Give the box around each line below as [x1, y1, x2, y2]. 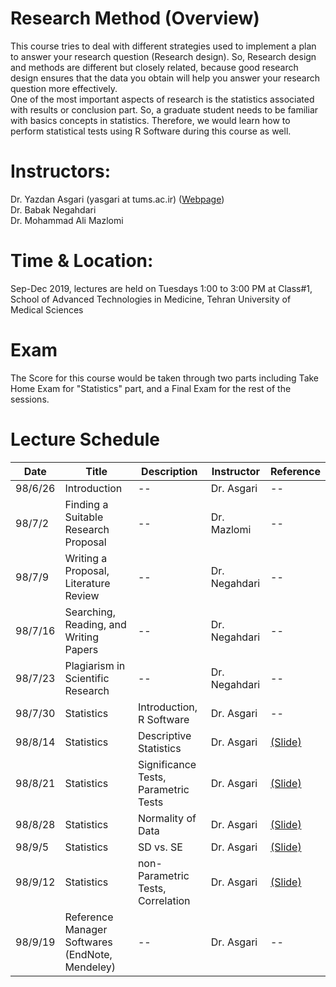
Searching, [64, 605, 116, 619]
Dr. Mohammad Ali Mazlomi [10, 214, 124, 226]
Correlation [137, 893, 191, 907]
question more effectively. [10, 82, 118, 94]
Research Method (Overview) [10, 7, 260, 30]
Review [64, 588, 100, 602]
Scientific [64, 671, 110, 685]
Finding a [64, 497, 109, 511]
